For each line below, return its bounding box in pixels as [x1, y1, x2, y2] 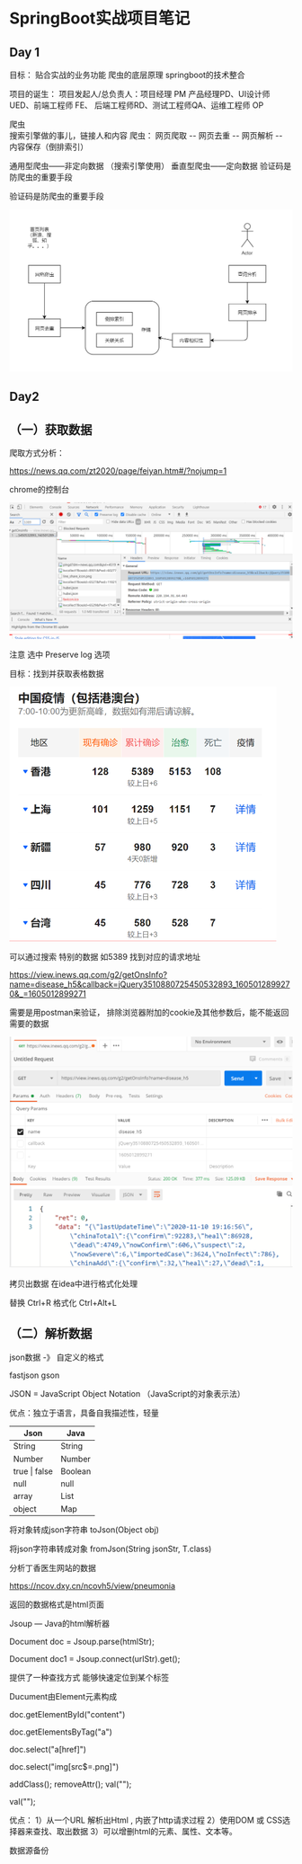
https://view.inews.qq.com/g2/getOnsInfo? [9, 969, 168, 980]
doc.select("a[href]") [9, 1744, 87, 1755]
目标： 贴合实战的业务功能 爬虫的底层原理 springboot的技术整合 [9, 69, 245, 80]
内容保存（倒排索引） [9, 141, 88, 152]
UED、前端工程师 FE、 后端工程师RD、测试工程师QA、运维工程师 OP [9, 100, 264, 111]
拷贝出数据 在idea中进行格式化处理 [9, 1278, 138, 1289]
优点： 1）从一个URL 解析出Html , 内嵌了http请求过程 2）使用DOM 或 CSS [9, 1815, 283, 1825]
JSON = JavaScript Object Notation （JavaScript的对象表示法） [9, 1388, 245, 1398]
